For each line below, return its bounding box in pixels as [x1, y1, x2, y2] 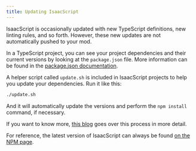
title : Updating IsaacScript [6, 8, 79, 15]
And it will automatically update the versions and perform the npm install [6, 102, 187, 109]
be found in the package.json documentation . [6, 62, 118, 69]
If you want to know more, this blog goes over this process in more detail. [6, 120, 187, 127]
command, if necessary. [6, 109, 66, 116]
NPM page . [6, 138, 34, 145]
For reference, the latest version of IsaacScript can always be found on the [6, 132, 190, 139]
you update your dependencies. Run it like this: [6, 80, 122, 87]
